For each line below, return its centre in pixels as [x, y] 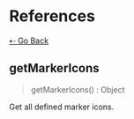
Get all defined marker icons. [62, 107]
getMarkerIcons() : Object [78, 89]
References [52, 16]
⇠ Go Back [29, 41]
